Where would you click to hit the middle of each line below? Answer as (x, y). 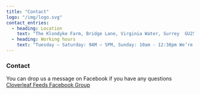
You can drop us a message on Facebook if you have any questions (89, 79)
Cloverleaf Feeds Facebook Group (48, 85)
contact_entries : (28, 23)
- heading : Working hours (44, 39)
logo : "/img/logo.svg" (34, 17)
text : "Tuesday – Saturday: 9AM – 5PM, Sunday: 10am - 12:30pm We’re (105, 45)
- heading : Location (37, 28)
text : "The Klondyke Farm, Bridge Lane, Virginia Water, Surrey (98, 34)
